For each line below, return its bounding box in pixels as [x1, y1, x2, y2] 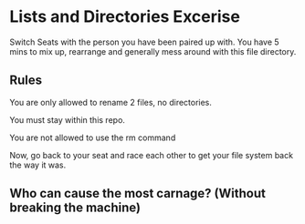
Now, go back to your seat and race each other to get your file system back [9, 149, 294, 160]
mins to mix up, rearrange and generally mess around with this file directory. [9, 46, 297, 56]
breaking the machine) [9, 200, 142, 216]
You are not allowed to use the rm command [9, 132, 176, 143]
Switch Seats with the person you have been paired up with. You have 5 [9, 36, 280, 47]
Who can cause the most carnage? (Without [9, 186, 267, 201]
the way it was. [9, 159, 67, 170]
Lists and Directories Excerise [9, 6, 240, 27]
